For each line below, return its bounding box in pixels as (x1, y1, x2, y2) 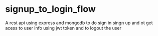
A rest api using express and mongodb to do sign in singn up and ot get (5, 20, 153, 26)
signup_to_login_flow (5, 3, 96, 15)
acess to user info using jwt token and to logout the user (5, 25, 122, 31)
